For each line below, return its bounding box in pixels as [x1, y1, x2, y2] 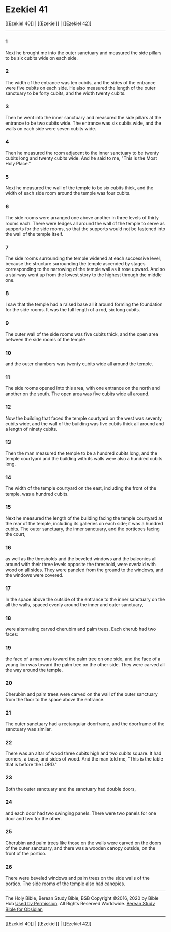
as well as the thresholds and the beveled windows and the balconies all [5, 555, 157, 562]
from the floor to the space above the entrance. [5, 696, 105, 702]
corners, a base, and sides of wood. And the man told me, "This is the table [5, 756, 164, 762]
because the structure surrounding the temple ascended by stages [5, 261, 146, 267]
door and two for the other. [5, 816, 62, 822]
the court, [5, 531, 26, 537]
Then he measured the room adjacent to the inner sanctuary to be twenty [5, 150, 159, 156]
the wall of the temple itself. [5, 231, 64, 237]
